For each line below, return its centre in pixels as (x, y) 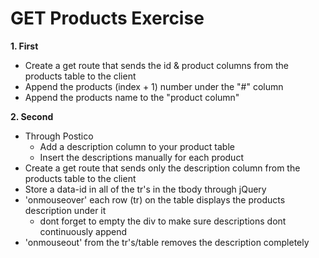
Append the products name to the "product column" (132, 97)
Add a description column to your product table (137, 146)
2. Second (32, 116)
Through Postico (59, 136)
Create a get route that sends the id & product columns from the (156, 65)
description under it (65, 210)
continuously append (83, 231)
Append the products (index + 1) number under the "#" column (154, 86)
